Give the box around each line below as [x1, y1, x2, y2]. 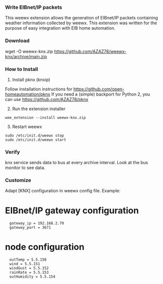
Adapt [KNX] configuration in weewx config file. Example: [5, 188, 121, 194]
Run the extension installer [12, 106, 66, 112]
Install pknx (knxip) [12, 77, 51, 83]
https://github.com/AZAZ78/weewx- [54, 48, 127, 54]
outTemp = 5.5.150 [9, 257, 47, 262]
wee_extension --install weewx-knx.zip [5, 115, 86, 120]
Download [5, 37, 30, 44]
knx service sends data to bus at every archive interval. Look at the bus [5, 160, 148, 166]
